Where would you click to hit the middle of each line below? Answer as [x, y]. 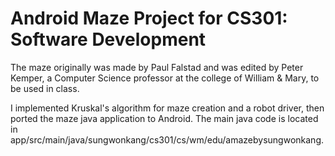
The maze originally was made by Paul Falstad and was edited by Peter [157, 67]
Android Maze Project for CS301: [149, 18]
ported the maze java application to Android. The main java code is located [164, 118]
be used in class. [45, 88]
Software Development [108, 39]
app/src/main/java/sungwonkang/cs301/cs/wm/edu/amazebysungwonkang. [167, 139]
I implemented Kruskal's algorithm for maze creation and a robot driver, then [167, 108]
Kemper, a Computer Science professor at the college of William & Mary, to [165, 78]
